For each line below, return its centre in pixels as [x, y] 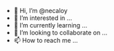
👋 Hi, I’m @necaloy [40, 11]
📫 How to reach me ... [46, 40]
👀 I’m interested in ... [43, 18]
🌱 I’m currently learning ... [50, 25]
